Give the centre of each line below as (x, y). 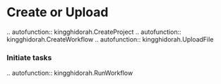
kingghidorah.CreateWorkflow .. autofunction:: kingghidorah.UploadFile (110, 39)
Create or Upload (58, 12)
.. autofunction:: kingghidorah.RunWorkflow (70, 73)
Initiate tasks (29, 57)
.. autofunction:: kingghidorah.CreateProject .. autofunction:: (94, 32)
